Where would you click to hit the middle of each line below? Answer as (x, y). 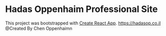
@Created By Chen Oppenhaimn (39, 28)
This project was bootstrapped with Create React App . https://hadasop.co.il (83, 23)
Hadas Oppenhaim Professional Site (81, 9)
